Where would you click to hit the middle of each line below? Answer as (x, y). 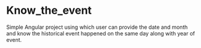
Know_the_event (49, 10)
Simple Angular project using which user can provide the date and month (97, 27)
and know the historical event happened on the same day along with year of (101, 33)
